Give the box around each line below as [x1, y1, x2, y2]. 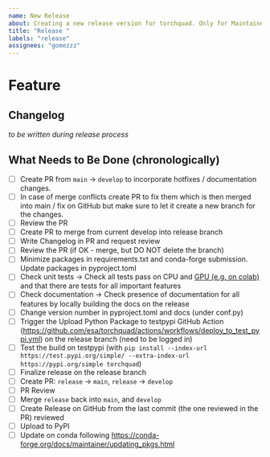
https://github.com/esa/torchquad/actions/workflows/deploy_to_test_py [22, 325, 260, 335]
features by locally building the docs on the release [19, 298, 190, 308]
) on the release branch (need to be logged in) [39, 334, 193, 344]
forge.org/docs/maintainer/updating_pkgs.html [19, 439, 175, 449]
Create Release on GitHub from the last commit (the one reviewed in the [19, 403, 259, 413]
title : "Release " [8, 27, 70, 35]
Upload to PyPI [19, 422, 70, 430]
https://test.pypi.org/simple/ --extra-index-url [19, 352, 190, 360]
